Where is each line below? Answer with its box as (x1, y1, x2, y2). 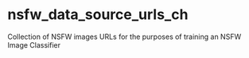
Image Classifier (7, 40, 61, 49)
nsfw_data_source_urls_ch (7, 6, 189, 24)
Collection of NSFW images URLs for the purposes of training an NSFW (7, 32, 242, 41)
